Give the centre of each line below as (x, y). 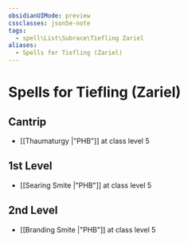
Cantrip (27, 122)
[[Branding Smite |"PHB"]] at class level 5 (88, 229)
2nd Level (33, 210)
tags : (17, 30)
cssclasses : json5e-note (49, 23)
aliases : (23, 46)
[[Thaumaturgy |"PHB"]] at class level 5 (84, 141)
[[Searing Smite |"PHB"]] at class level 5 (86, 185)
